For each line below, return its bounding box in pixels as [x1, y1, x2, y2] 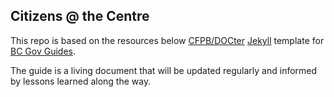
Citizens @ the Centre [10, 8, 150, 25]
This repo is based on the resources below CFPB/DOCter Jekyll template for [10, 34, 325, 46]
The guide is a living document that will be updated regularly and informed [10, 64, 318, 76]
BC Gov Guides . [10, 45, 76, 57]
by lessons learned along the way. [10, 75, 152, 87]
